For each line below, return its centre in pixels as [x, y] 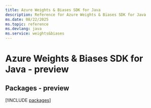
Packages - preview [37, 88]
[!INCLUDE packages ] [28, 100]
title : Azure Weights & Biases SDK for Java [53, 10]
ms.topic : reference [27, 24]
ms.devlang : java [24, 29]
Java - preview [37, 69]
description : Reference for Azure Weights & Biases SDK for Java [75, 15]
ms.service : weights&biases [35, 33]
